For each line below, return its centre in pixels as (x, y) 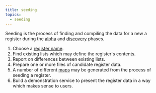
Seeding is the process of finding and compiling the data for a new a (76, 34)
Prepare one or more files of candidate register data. (67, 65)
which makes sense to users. (43, 86)
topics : (13, 15)
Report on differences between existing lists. (59, 59)
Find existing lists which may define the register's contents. (74, 54)
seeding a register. (32, 75)
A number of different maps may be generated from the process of (82, 70)
